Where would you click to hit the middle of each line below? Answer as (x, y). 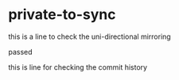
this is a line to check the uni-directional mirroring (89, 36)
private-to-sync (62, 15)
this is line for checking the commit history (78, 67)
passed (21, 51)
